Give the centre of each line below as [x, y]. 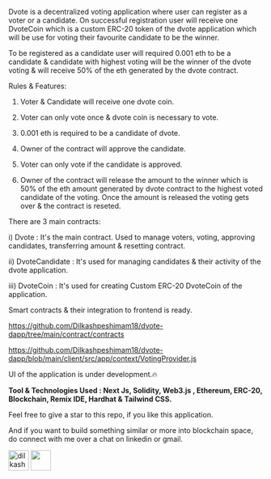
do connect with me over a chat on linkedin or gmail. [96, 439]
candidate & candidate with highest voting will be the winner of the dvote [130, 61]
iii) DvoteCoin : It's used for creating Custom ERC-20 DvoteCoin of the [125, 286]
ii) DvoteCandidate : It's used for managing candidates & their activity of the [135, 261]
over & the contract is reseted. [70, 206]
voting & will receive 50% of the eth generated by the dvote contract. [123, 70]
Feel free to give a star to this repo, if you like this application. [111, 415]
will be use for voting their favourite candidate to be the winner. [114, 37]
